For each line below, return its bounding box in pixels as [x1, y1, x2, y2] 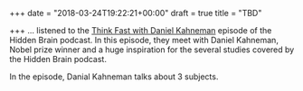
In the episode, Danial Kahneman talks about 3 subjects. [9, 71, 219, 82]
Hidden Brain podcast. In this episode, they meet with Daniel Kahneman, [9, 35, 279, 45]
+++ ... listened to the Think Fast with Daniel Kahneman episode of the [9, 25, 272, 35]
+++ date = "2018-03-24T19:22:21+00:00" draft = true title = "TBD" [9, 8, 262, 18]
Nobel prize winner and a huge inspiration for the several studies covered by [9, 44, 295, 55]
